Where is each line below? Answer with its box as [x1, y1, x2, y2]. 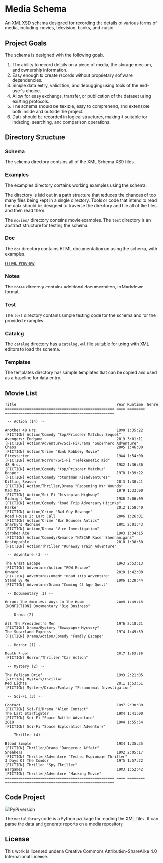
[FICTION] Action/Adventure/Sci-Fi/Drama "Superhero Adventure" [5, 441, 139, 446]
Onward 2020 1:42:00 [5, 570, 143, 575]
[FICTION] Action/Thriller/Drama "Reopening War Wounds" [5, 484, 123, 489]
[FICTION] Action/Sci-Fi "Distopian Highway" [5, 492, 99, 497]
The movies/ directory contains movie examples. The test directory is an [5, 217, 151, 223]
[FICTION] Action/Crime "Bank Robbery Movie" [5, 449, 99, 454]
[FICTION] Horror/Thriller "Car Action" [5, 655, 89, 660]
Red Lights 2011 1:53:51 [5, 681, 143, 686]
